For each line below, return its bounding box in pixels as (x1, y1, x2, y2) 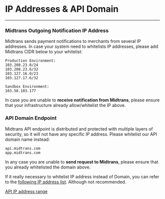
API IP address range (5, 188, 48, 194)
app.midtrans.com (5, 150, 41, 155)
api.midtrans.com (5, 146, 41, 151)
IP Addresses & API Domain (5, 3, 119, 15)
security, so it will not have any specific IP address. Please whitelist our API (5, 131, 157, 137)
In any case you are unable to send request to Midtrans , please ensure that (5, 159, 159, 165)
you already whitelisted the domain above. (5, 164, 91, 170)
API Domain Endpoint (5, 115, 57, 122)
